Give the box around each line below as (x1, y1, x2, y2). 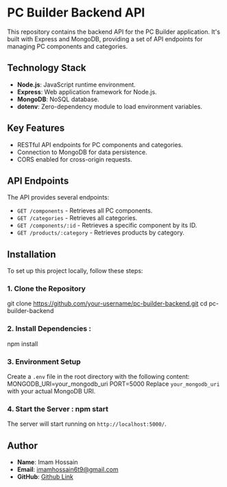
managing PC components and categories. (7, 42, 128, 50)
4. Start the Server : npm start (7, 404, 108, 413)
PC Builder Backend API (7, 5, 145, 21)
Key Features (7, 122, 65, 134)
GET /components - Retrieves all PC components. (16, 206, 153, 215)
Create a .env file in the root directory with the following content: (7, 373, 190, 381)
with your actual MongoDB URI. (7, 387, 96, 396)
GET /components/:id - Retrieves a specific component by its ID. (16, 221, 198, 230)
